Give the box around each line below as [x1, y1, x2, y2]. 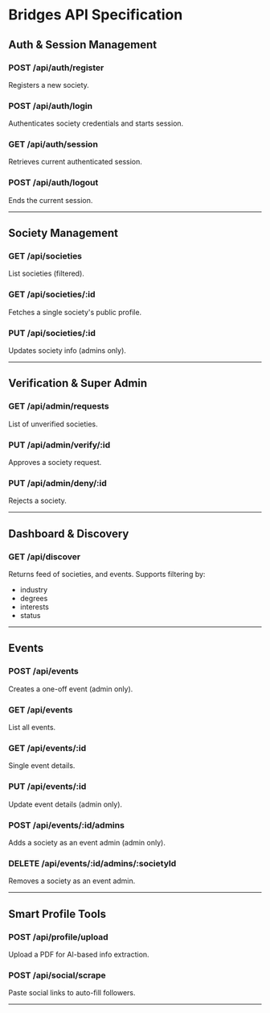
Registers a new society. [8, 80, 90, 89]
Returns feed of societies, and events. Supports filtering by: [8, 570, 206, 579]
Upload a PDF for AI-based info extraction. [8, 949, 150, 959]
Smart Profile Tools [8, 907, 107, 920]
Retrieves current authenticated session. [8, 157, 143, 167]
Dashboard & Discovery [8, 526, 129, 541]
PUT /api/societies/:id [8, 327, 96, 338]
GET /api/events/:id [8, 742, 87, 754]
